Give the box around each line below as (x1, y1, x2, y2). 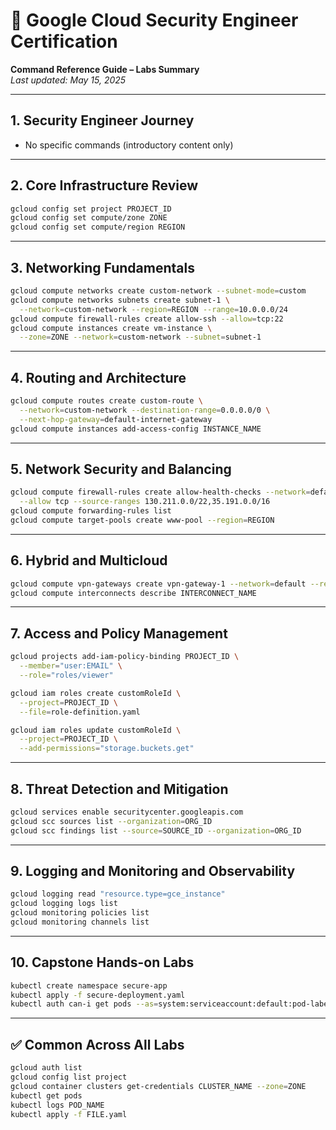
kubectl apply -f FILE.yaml (10, 1109, 128, 1119)
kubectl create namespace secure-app (10, 980, 168, 991)
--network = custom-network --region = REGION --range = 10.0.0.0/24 (19, 304, 288, 314)
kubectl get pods (10, 1090, 83, 1101)
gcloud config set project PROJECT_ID (10, 204, 172, 214)
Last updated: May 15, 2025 (10, 74, 127, 86)
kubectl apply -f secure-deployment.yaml (10, 990, 186, 1000)
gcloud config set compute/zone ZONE (10, 213, 168, 223)
